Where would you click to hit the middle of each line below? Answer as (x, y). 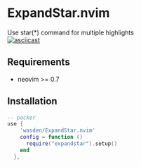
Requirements (39, 62)
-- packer (22, 118)
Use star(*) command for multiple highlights (71, 32)
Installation (32, 101)
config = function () (51, 137)
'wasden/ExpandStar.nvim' (58, 131)
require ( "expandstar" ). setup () (72, 144)
